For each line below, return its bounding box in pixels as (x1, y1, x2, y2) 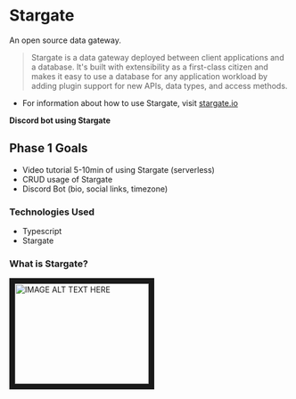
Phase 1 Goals (9, 141, 88, 156)
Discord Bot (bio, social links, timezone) (21, 183, 169, 194)
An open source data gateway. (9, 35, 122, 45)
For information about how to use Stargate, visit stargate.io (21, 97, 239, 108)
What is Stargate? (9, 257, 89, 270)
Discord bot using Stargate (9, 115, 111, 126)
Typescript (21, 226, 62, 237)
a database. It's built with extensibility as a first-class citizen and (30, 61, 269, 72)
